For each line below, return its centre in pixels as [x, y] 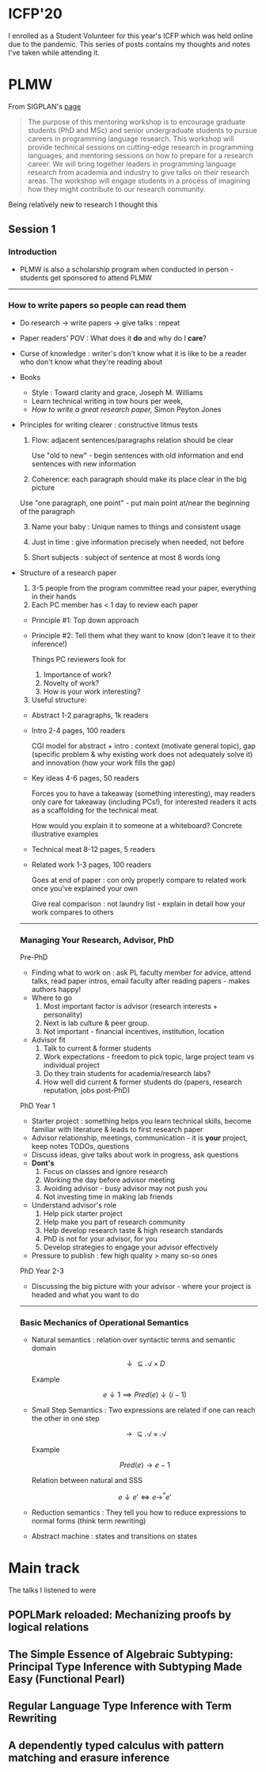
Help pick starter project [83, 1214]
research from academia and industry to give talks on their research [138, 172]
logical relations [49, 1628]
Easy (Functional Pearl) [66, 1679]
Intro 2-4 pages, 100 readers [78, 730]
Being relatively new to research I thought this [83, 204]
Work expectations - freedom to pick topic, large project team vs [149, 1057]
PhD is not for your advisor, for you [100, 1239]
